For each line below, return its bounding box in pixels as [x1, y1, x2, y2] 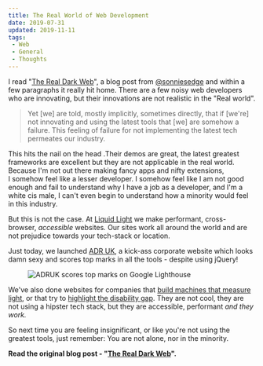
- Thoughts [11, 56, 47, 64]
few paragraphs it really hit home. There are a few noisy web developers [8, 85, 243, 94]
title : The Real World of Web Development [8, 11, 149, 20]
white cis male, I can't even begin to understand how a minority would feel [8, 190, 249, 200]
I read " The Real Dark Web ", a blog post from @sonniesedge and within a [8, 76, 246, 86]
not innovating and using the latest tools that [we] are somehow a [27, 117, 239, 126]
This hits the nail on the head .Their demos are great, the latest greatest [8, 148, 239, 158]
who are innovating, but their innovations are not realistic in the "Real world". [8, 93, 256, 103]
